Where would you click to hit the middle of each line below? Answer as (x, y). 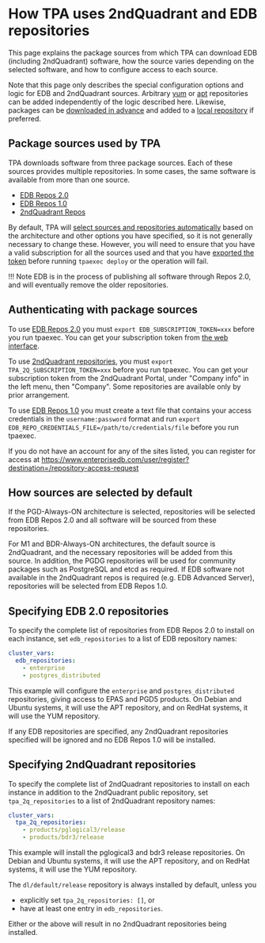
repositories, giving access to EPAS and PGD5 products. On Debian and (125, 699)
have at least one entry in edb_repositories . (91, 908)
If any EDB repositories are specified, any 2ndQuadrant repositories (118, 731)
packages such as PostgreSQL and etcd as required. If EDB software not (127, 569)
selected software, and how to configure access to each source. (113, 69)
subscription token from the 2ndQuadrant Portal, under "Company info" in (129, 378)
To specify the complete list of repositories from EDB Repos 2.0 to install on (131, 630)
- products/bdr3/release (63, 837)
